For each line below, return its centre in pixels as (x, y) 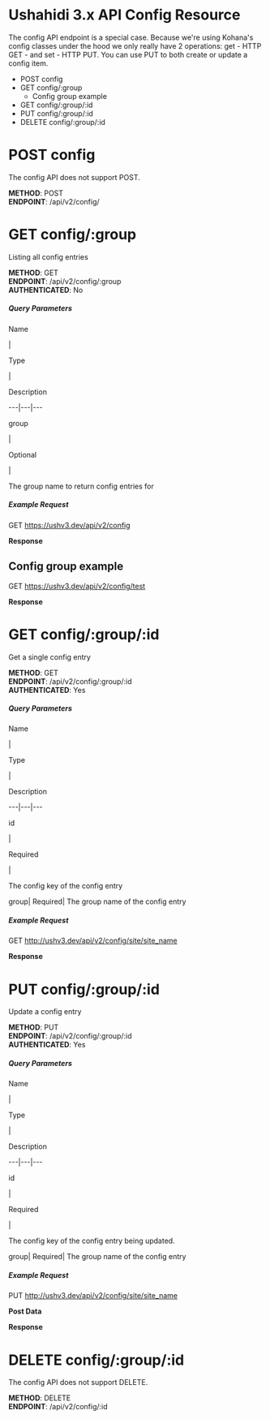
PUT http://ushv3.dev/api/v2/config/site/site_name (93, 1296)
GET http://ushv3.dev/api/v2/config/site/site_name (93, 941)
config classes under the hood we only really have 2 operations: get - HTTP (135, 45)
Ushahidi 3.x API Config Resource (124, 15)
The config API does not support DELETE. (78, 1382)
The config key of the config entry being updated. (92, 1241)
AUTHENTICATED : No (46, 290)
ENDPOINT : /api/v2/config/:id (58, 1407)
